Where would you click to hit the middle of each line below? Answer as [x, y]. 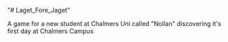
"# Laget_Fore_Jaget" [39, 10]
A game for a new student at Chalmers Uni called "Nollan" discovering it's [114, 23]
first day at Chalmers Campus [50, 31]
